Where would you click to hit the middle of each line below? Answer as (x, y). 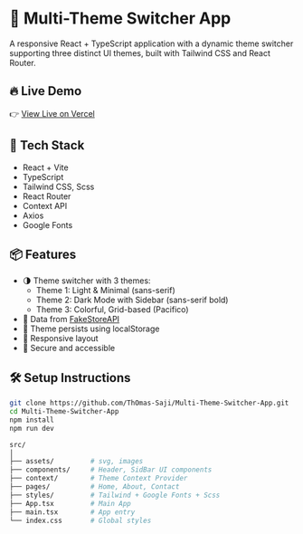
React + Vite (46, 167)
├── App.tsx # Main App (70, 503)
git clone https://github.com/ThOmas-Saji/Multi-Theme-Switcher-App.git (149, 403)
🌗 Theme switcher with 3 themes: (86, 281)
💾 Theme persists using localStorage (91, 329)
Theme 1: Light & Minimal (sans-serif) (105, 291)
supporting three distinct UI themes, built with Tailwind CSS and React (140, 52)
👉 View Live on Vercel (52, 113)
